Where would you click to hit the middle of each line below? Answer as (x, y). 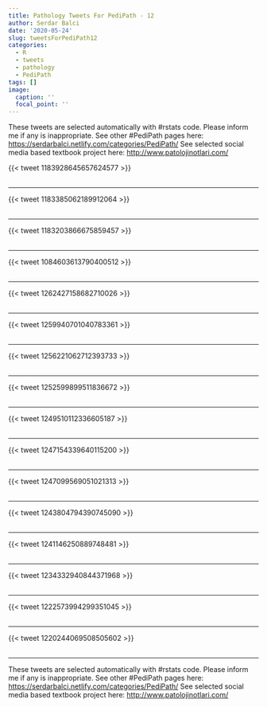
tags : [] (23, 82)
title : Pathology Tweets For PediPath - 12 (81, 16)
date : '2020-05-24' (41, 30)
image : (19, 90)
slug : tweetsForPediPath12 (53, 38)
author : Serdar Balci (44, 23)
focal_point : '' (42, 104)
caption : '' (35, 97)
